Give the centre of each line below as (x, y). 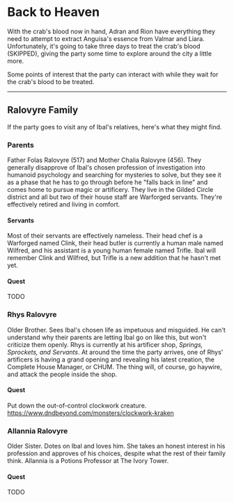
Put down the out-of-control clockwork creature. (77, 405)
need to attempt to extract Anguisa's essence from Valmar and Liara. (106, 38)
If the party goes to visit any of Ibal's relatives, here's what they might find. (115, 127)
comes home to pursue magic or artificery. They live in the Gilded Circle (110, 190)
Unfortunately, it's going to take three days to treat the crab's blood (104, 46)
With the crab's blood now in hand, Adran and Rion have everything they (111, 31)
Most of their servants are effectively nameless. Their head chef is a (105, 236)
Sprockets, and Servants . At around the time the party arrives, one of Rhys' (115, 352)
